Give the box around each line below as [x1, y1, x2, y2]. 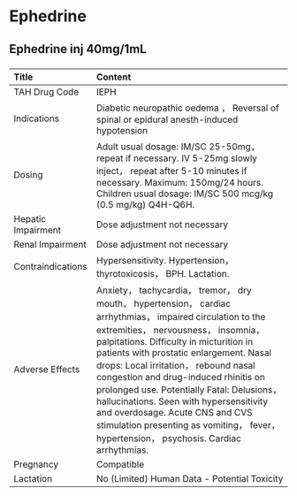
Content [95, 71, 132, 83]
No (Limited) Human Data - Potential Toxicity [95, 472, 284, 485]
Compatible [95, 458, 145, 470]
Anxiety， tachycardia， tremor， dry [95, 284, 252, 296]
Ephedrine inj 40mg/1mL [9, 42, 148, 57]
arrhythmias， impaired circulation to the [95, 310, 266, 323]
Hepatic [13, 212, 47, 225]
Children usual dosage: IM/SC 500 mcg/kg [95, 187, 274, 200]
